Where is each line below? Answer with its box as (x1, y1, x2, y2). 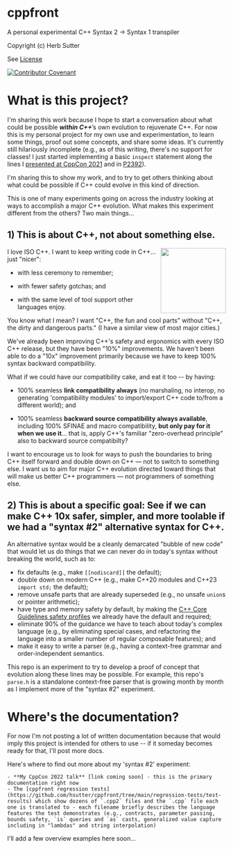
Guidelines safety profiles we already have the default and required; (17, 612, 212, 620)
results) (7, 798, 33, 805)
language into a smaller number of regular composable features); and (17, 634, 216, 643)
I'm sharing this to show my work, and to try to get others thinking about (7, 173, 214, 181)
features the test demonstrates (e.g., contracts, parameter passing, (7, 810, 216, 817)
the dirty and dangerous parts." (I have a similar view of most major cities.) (7, 323, 221, 331)
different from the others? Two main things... (7, 208, 135, 217)
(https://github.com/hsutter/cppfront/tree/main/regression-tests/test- (7, 792, 222, 799)
